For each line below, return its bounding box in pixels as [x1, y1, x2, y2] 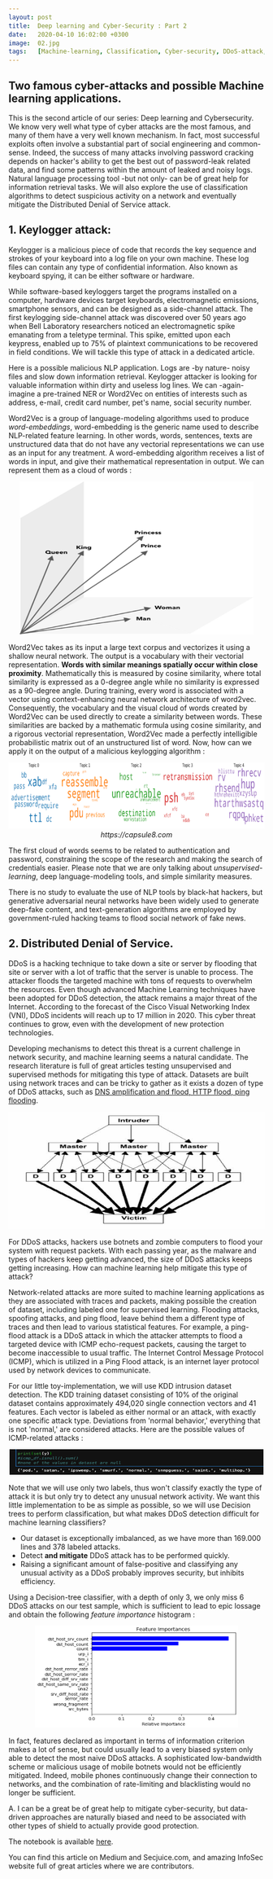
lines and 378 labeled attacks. [19, 1542, 121, 1552]
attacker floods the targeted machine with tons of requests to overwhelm [8, 976, 253, 986]
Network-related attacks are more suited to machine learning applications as [8, 1287, 265, 1297]
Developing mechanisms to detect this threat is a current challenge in [8, 1043, 241, 1053]
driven [8, 1812, 30, 1822]
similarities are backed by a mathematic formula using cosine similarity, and [8, 720, 262, 730]
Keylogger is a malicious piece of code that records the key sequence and [8, 244, 258, 254]
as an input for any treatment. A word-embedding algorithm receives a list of [8, 448, 265, 458]
